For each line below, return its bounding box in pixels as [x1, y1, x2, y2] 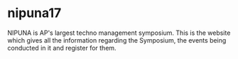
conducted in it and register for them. [7, 43, 117, 52]
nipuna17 [7, 5, 62, 21]
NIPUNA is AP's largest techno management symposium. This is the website [7, 28, 231, 37]
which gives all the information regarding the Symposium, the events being [7, 36, 227, 44]
